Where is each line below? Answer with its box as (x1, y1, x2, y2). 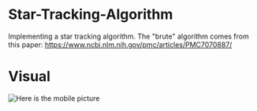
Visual (8, 68, 51, 86)
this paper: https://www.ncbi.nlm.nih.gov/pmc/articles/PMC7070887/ (8, 39, 233, 49)
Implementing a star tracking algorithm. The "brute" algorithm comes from (8, 31, 250, 41)
